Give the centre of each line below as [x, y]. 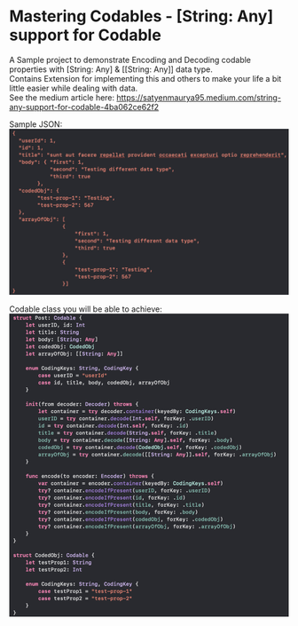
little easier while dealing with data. [74, 88]
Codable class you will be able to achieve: [86, 309]
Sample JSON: [36, 124]
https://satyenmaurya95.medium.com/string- [199, 97]
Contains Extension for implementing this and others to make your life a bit [145, 78]
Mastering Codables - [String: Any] [141, 16]
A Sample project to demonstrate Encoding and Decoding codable [130, 59]
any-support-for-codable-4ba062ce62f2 [84, 107]
